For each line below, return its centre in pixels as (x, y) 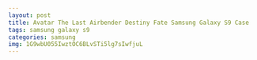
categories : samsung (42, 37)
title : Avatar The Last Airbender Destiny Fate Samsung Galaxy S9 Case (128, 23)
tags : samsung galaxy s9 (49, 30)
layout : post (30, 15)
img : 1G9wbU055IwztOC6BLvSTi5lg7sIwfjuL (76, 44)
